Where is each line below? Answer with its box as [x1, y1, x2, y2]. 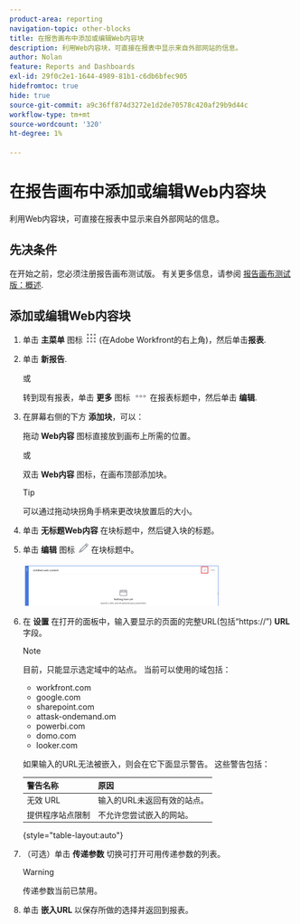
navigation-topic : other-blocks [9, 24, 131, 33]
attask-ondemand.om [35, 710, 117, 721]
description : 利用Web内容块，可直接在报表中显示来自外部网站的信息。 [9, 43, 242, 52]
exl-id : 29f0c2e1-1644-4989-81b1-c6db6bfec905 [9, 72, 188, 81]
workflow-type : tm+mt [9, 110, 91, 119]
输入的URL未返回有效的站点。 [98, 795, 210, 805]
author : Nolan [9, 52, 63, 62]
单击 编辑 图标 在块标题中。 [22, 544, 139, 555]
